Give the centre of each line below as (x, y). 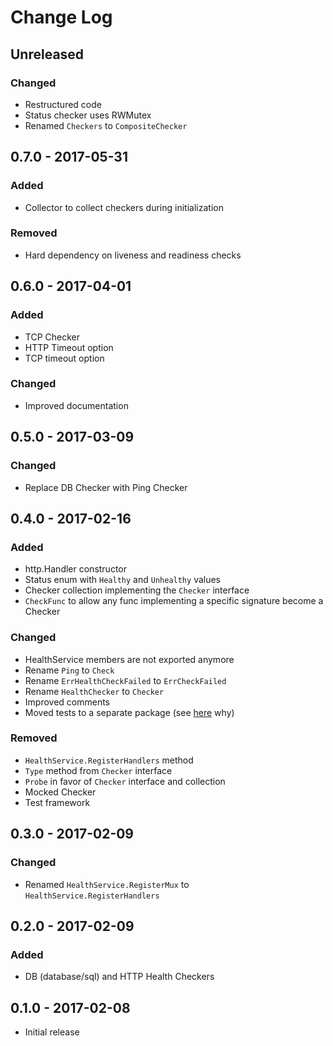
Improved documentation (76, 405)
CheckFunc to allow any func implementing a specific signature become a (174, 601)
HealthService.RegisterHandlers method (109, 760)
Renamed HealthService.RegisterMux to (107, 884)
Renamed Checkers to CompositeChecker (106, 125)
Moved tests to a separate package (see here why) (129, 712)
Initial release (52, 1032)
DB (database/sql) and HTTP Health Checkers (119, 977)
